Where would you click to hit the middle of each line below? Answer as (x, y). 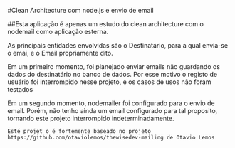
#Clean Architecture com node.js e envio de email (81, 10)
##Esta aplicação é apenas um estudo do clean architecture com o (106, 24)
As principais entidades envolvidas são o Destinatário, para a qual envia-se (118, 45)
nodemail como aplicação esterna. (58, 32)
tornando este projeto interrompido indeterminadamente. (91, 118)
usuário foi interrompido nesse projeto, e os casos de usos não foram (109, 82)
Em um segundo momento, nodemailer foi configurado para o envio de (111, 103)
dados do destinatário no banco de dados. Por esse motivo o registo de (113, 74)
